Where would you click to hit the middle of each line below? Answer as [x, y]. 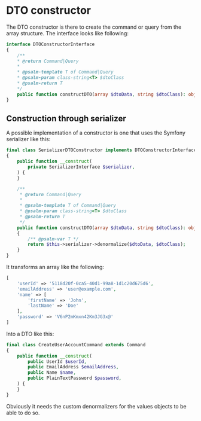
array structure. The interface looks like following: [67, 33]
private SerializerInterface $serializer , [81, 167]
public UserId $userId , [57, 361]
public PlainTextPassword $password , [74, 378]
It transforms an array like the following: [55, 267]
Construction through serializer [66, 118]
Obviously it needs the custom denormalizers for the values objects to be [96, 406]
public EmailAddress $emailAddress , [73, 367]
